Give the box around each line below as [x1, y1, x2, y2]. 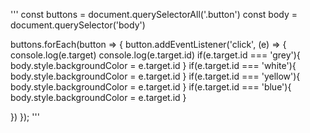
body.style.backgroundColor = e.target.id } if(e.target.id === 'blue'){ [10, 81, 292, 93]
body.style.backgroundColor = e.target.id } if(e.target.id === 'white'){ [10, 60, 297, 71]
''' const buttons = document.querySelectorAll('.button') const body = [10, 9, 298, 20]
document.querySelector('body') [10, 19, 146, 31]
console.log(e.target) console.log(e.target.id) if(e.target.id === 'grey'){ [10, 49, 301, 61]
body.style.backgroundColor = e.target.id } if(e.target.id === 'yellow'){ [10, 70, 301, 82]
